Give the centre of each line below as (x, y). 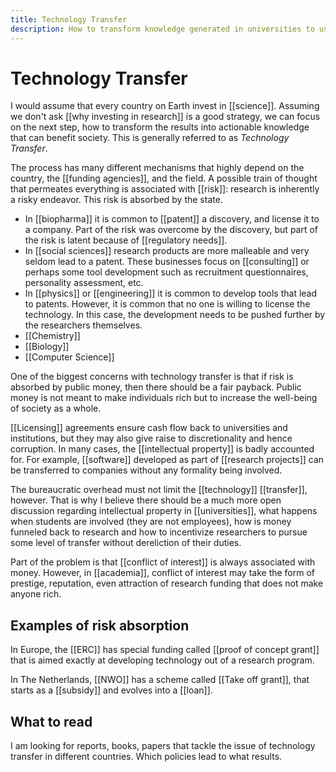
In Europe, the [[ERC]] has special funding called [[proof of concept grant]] (165, 650)
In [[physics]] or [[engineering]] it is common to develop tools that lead (171, 293)
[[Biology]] (47, 347)
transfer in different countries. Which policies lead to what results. (146, 757)
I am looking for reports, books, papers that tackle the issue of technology (163, 746)
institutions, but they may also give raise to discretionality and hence (151, 438)
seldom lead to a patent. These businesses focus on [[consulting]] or (167, 262)
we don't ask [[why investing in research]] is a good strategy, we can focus (165, 117)
